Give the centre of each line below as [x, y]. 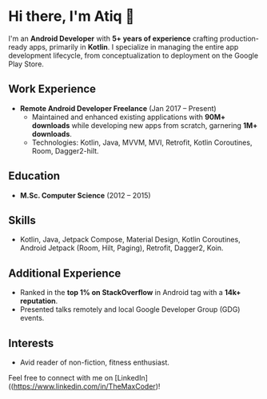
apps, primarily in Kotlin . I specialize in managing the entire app [134, 46]
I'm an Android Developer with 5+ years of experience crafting [113, 38]
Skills [22, 220]
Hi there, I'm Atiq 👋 [72, 16]
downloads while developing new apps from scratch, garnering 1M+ [145, 125]
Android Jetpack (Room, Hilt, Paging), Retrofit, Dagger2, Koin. [122, 248]
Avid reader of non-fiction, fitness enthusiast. [95, 362]
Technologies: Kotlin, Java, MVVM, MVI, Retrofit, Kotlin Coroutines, [142, 142]
